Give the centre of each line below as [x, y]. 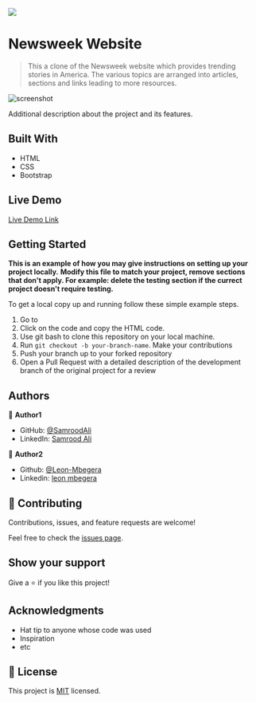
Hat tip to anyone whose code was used [85, 630]
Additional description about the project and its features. [101, 114]
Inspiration [37, 638]
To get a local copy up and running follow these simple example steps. [124, 304]
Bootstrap [36, 175]
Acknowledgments [56, 611]
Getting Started [47, 244]
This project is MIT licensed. [54, 691]
